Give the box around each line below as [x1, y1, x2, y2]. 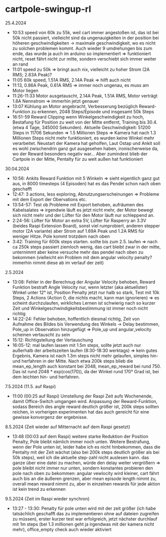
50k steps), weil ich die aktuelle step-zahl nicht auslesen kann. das [12, 454, 150, 460]
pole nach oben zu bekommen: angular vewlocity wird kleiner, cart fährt [12, 470, 160, 476]
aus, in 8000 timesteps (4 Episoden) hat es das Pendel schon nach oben [12, 180, 161, 187]
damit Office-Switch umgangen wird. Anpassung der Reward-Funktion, [12, 398, 158, 404]
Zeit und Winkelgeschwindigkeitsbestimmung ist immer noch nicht [12, 305, 148, 311]
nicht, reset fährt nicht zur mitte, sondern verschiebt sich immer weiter [12, 56, 157, 62]
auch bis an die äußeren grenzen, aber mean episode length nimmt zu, [12, 475, 157, 481]
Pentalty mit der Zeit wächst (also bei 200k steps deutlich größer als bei [12, 449, 160, 455]
